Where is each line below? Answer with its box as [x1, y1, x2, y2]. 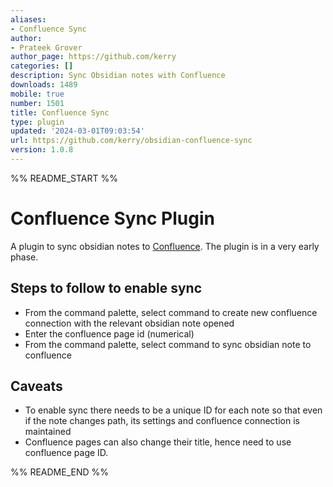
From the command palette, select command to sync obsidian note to [24, 338, 312, 350]
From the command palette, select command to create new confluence [24, 306, 318, 318]
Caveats [10, 378, 63, 395]
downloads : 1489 [10, 80, 78, 90]
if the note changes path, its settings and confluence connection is [24, 415, 300, 427]
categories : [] [10, 61, 74, 71]
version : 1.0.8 [10, 145, 74, 155]
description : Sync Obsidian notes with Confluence [10, 71, 226, 81]
